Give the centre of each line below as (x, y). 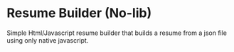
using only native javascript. (48, 40)
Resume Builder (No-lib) (79, 13)
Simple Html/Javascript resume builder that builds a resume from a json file (117, 33)
